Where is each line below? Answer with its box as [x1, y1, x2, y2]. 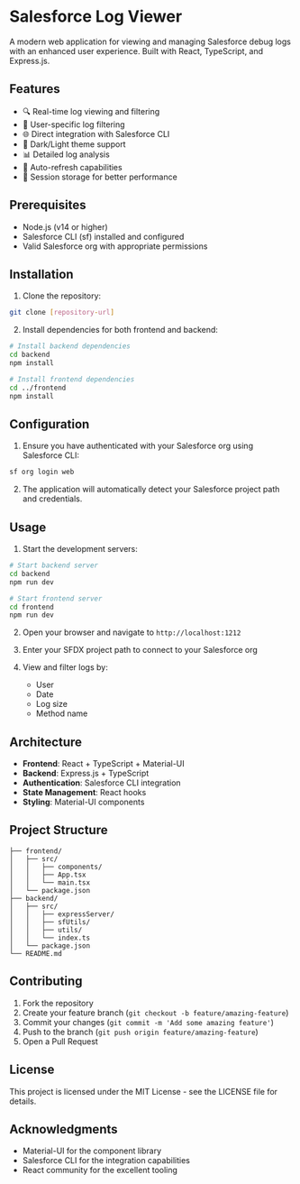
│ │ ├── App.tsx [9, 870, 87, 879]
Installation [9, 266, 74, 281]
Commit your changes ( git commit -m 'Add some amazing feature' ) [22, 1016, 275, 1027]
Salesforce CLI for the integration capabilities [22, 1155, 191, 1166]
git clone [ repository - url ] [9, 308, 115, 317]
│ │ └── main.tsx [9, 877, 91, 887]
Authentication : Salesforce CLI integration [22, 777, 182, 788]
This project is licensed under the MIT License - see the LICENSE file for [9, 1086, 277, 1097]
